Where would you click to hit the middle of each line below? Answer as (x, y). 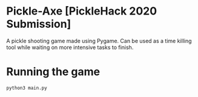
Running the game (53, 72)
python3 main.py (27, 88)
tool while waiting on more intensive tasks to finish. (70, 47)
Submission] (39, 24)
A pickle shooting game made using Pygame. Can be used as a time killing (99, 41)
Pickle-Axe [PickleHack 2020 (82, 11)
